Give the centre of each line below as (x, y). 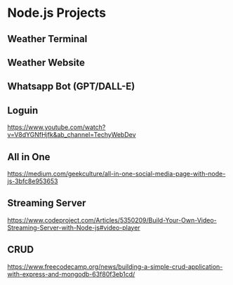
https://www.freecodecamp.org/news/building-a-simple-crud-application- (115, 266)
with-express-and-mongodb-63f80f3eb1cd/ (71, 274)
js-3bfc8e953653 (33, 181)
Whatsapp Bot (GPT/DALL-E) (71, 87)
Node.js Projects (57, 13)
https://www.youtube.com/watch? (56, 127)
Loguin (23, 110)
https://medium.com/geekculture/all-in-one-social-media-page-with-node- (116, 173)
